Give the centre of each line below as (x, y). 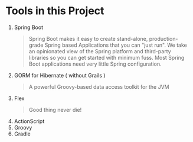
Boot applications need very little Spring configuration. (95, 64)
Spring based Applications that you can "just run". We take (116, 45)
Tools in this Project (55, 11)
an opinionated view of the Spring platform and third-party (100, 51)
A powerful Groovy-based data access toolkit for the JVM (99, 86)
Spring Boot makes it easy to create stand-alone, (88, 38)
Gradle (22, 134)
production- (163, 38)
